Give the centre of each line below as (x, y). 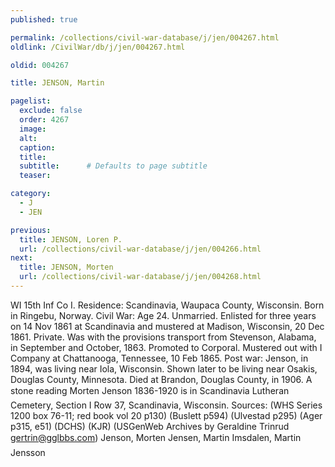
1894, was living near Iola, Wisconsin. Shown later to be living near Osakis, (164, 368)
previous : (31, 230)
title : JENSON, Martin (57, 83)
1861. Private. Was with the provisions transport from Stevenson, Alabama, (163, 337)
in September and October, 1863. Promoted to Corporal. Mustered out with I (166, 347)
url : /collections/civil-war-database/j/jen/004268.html (140, 277)
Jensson (28, 452)
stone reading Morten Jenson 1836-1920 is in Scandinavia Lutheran (150, 390)
